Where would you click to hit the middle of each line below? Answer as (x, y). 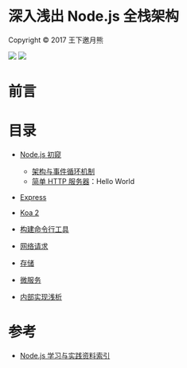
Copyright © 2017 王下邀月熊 (56, 40)
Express (33, 198)
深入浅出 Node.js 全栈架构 (93, 16)
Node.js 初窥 (41, 155)
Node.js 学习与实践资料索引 (65, 356)
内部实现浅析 (41, 297)
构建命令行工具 (44, 229)
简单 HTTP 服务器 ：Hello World (83, 182)
